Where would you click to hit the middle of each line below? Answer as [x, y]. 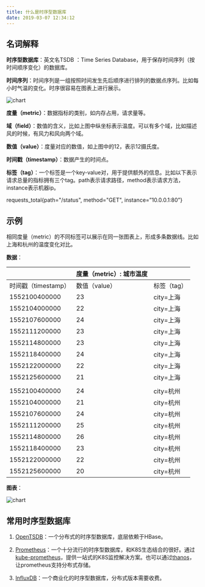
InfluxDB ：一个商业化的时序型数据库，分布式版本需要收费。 [90, 578]
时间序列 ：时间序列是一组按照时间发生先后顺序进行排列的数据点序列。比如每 [103, 81]
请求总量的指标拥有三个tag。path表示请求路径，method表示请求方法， [95, 180]
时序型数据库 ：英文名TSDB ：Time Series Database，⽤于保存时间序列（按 [101, 60]
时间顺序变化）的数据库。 [38, 67]
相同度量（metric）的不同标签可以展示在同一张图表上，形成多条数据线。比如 [103, 237]
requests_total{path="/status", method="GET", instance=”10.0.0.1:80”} [95, 200]
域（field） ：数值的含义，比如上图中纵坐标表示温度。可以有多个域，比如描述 [102, 126]
